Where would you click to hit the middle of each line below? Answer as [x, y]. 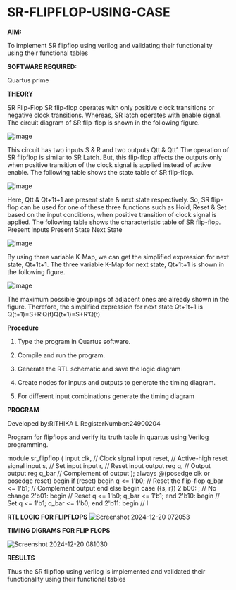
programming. [28, 444]
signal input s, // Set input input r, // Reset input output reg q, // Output [109, 465]
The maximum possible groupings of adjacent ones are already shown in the [118, 299]
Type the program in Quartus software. [74, 341]
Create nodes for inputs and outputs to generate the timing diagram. [117, 382]
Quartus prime [28, 80]
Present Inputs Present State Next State [65, 229]
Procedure [23, 328]
